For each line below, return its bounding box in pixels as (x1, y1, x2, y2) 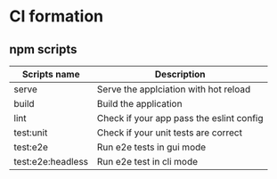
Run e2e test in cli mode (96, 156, 199, 167)
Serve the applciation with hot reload (96, 83, 251, 95)
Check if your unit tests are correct (96, 126, 243, 139)
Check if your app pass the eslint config (96, 112, 264, 124)
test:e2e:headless (13, 156, 89, 167)
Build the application (96, 98, 183, 110)
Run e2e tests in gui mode (96, 141, 207, 153)
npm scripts (9, 42, 77, 57)
